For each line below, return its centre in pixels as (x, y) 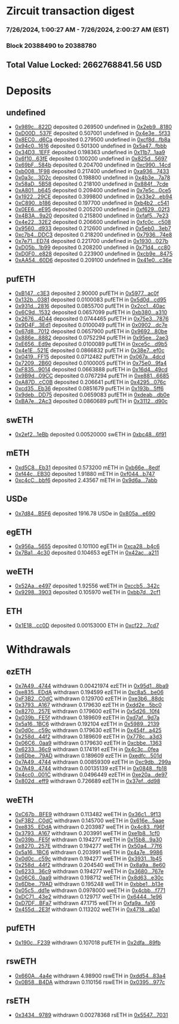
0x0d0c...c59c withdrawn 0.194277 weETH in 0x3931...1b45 (88, 859)
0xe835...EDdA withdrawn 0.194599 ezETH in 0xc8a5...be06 (89, 692)
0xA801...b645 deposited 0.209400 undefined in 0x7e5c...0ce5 (93, 190)
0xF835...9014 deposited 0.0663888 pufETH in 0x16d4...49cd (91, 370)
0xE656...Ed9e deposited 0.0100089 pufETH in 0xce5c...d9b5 (91, 344)
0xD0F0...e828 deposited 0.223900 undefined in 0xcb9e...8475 (94, 254)
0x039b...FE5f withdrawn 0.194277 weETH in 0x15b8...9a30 (88, 840)
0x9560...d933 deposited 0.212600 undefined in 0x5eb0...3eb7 (93, 229)
